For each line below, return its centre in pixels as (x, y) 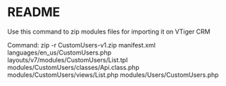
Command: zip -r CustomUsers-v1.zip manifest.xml (82, 45)
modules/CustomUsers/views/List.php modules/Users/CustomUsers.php (113, 75)
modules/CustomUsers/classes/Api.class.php (73, 67)
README (34, 12)
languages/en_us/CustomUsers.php (59, 52)
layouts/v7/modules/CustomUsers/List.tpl (68, 59)
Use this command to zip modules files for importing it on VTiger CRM (109, 31)
